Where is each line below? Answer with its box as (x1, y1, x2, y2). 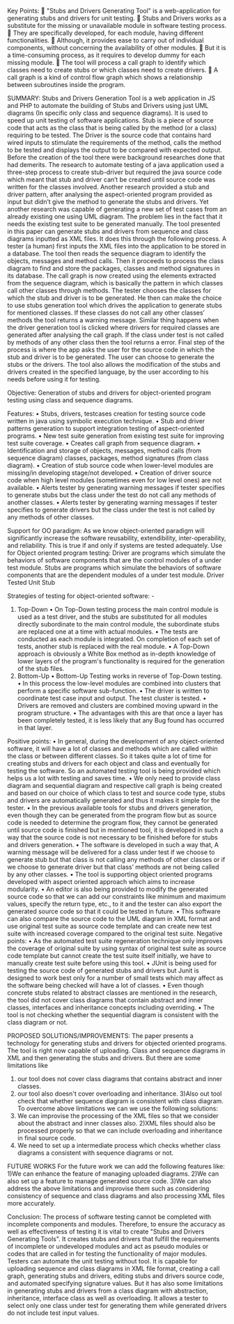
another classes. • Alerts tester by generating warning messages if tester (7, 498, 218, 506)
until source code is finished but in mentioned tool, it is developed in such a (7, 826, 224, 834)
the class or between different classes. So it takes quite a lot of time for (7, 752, 212, 760)
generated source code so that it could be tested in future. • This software (7, 907, 221, 915)
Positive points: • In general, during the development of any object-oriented (7, 737, 225, 745)
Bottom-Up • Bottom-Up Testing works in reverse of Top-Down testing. (17, 672, 223, 680)
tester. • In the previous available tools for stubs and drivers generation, (7, 804, 214, 812)
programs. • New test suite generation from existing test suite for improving (7, 432, 224, 440)
